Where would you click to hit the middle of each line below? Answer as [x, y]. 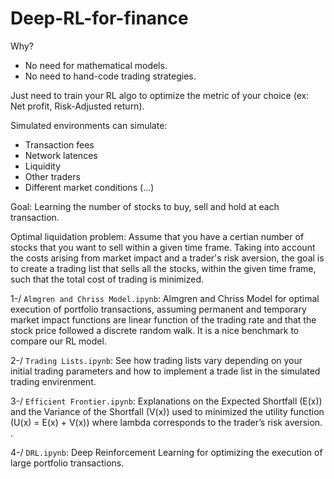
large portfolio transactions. [67, 463]
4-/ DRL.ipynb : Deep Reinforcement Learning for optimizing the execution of [166, 452]
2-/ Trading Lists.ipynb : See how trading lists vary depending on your [156, 360]
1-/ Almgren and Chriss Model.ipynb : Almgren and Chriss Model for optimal [165, 298]
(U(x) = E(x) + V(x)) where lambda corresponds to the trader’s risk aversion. [166, 422]
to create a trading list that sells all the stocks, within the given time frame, [163, 268]
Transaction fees [59, 144]
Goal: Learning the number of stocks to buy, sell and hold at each [145, 206]
